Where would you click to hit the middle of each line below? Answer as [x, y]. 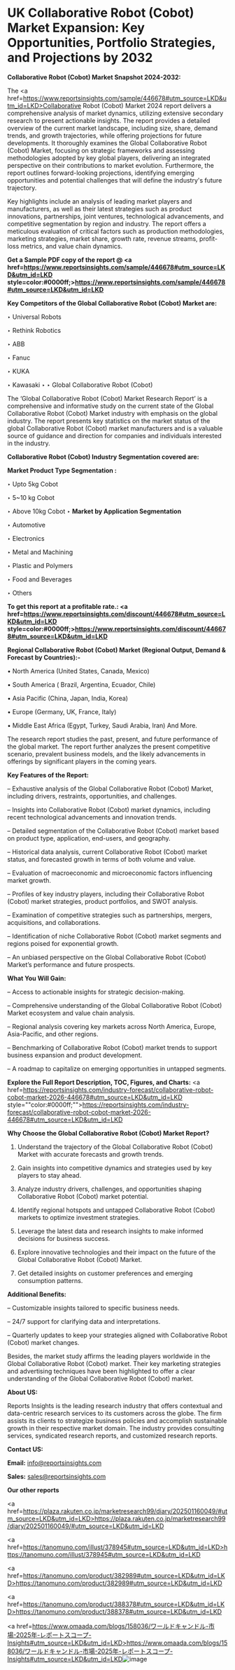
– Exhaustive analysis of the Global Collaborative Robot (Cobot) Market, [110, 789]
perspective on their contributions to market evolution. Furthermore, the [111, 165]
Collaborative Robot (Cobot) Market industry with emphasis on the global [113, 413]
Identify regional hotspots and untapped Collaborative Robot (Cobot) [116, 1210]
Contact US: [25, 1449]
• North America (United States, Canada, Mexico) [79, 671]
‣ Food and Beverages [40, 579]
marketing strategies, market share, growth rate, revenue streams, [102, 238]
